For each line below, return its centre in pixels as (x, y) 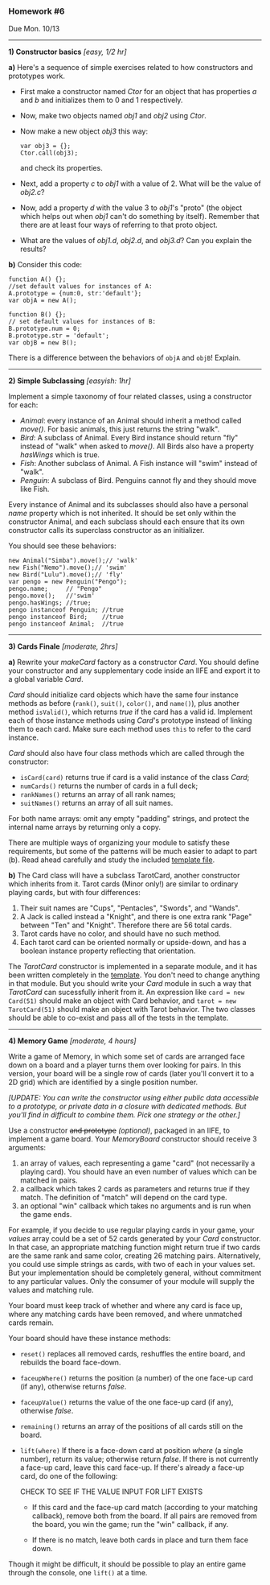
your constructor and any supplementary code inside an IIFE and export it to (135, 671)
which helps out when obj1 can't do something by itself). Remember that (139, 217)
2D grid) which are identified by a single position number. (103, 1082)
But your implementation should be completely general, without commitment (135, 1273)
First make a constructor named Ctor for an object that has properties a (138, 92)
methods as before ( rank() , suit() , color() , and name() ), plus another (124, 704)
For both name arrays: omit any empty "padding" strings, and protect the (129, 819)
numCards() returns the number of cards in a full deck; (109, 786)
